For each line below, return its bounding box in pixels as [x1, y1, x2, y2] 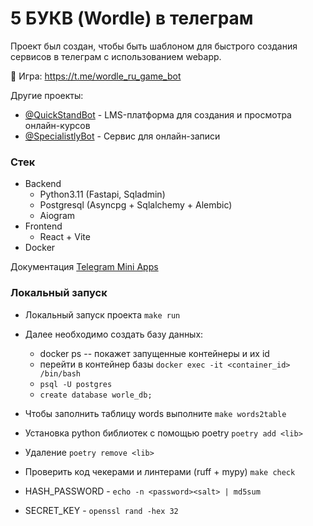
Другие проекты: [10, 89, 84, 101]
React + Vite [39, 231, 91, 243]
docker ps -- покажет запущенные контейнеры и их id [39, 347, 270, 359]
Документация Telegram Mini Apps [10, 261, 159, 273]
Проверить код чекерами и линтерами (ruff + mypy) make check [24, 465, 296, 477]
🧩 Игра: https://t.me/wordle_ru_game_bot [10, 70, 182, 82]
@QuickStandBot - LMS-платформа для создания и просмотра [24, 108, 292, 121]
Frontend [24, 220, 63, 232]
